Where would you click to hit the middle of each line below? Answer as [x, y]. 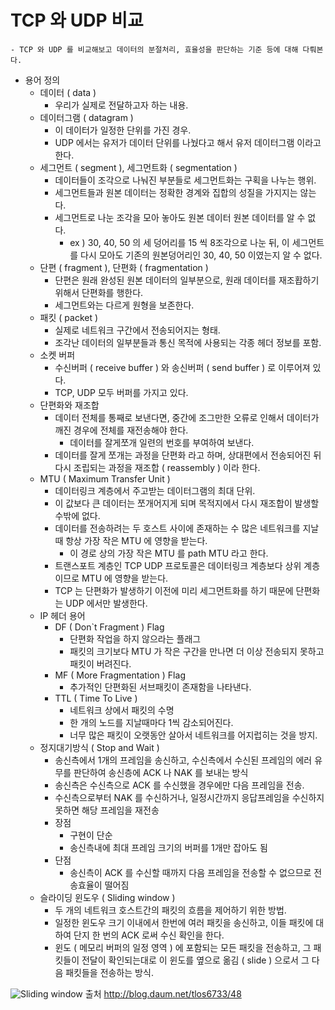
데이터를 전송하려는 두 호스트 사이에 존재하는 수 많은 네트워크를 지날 [187, 528]
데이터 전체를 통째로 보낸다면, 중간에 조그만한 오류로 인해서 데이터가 [187, 417]
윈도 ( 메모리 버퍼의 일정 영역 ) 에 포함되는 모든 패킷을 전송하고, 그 [183, 947]
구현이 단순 [91, 835]
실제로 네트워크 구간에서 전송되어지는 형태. [137, 330]
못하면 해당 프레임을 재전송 [107, 810]
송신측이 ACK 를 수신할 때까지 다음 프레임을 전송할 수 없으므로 [190, 872]
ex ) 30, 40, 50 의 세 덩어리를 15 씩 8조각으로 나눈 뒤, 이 [179, 242]
